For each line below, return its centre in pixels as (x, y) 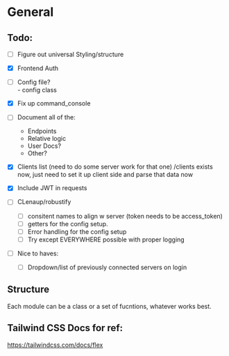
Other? (37, 153)
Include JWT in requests (52, 188)
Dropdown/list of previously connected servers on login (107, 267)
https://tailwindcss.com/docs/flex (55, 345)
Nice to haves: (38, 253)
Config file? (34, 82)
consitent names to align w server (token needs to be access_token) (125, 216)
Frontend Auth (38, 68)
